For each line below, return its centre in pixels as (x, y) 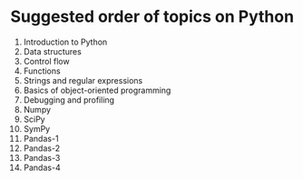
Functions (42, 71)
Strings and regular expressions (83, 80)
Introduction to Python (65, 42)
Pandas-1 (41, 138)
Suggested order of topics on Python (152, 17)
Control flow (47, 61)
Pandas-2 (42, 148)
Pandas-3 (42, 157)
